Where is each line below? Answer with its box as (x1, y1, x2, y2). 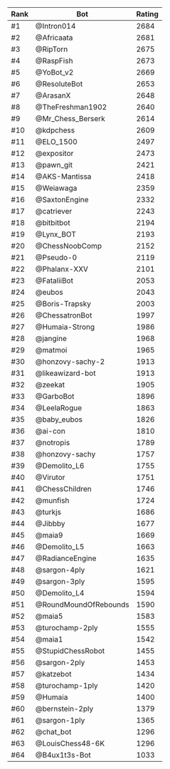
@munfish (35, 496, 70, 505)
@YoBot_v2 (35, 68, 74, 77)
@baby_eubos (35, 414, 83, 424)
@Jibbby (35, 519, 65, 528)
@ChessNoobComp (35, 241, 102, 251)
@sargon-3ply (35, 577, 85, 586)
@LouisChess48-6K (35, 738, 105, 748)
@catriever (35, 206, 73, 216)
